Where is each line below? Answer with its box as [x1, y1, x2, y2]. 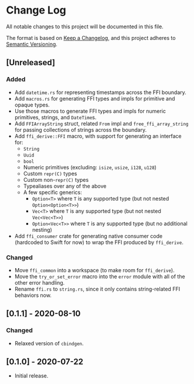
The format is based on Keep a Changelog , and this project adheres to [6, 34, 176, 41]
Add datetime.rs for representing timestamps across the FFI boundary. [14, 89, 186, 96]
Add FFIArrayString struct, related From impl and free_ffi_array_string [14, 120, 189, 127]
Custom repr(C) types [23, 170, 77, 177]
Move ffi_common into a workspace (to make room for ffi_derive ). [14, 266, 175, 273]
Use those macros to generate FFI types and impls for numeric [14, 107, 166, 115]
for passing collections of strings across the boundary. [14, 126, 147, 133]
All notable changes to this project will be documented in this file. [6, 23, 164, 30]
